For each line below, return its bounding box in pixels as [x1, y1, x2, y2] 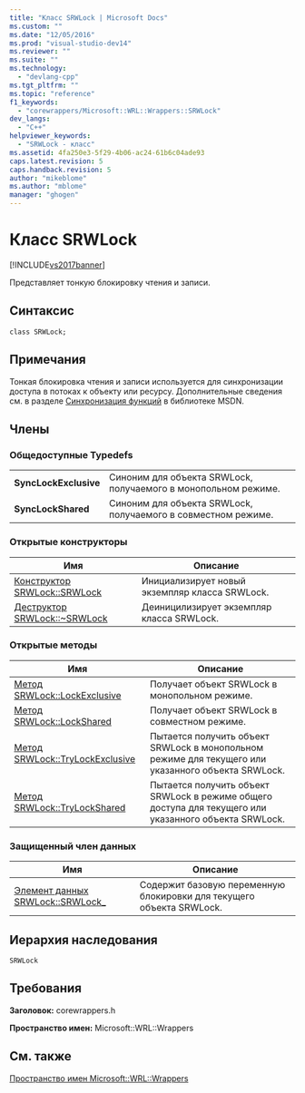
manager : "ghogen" [9, 190, 79, 200]
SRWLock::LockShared [14, 715, 112, 727]
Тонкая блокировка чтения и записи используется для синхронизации [9, 376, 283, 386]
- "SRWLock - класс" [17, 140, 95, 149]
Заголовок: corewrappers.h [9, 1004, 116, 1016]
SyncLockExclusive [14, 477, 101, 490]
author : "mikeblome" [9, 173, 88, 182]
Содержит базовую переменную [139, 879, 286, 892]
